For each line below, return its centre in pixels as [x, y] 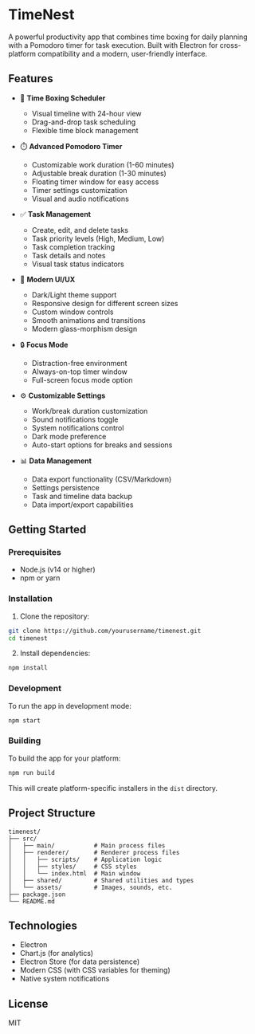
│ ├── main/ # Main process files [87, 845]
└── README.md [32, 901]
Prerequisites [35, 552]
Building [25, 741]
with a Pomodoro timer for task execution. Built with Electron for [113, 45]
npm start [25, 720]
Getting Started [47, 530]
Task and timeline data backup [82, 496]
